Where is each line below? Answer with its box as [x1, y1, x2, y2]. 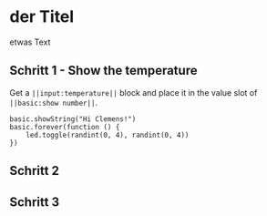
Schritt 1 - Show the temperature [9, 63, 198, 78]
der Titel [9, 6, 75, 27]
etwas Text [9, 36, 51, 47]
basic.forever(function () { [9, 122, 120, 131]
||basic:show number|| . [9, 97, 98, 108]
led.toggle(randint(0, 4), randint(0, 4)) [26, 130, 190, 139]
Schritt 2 [9, 163, 59, 179]
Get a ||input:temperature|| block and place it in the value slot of [9, 87, 258, 98]
